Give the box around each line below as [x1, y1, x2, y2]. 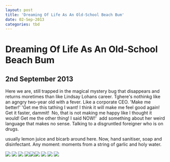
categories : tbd [5, 21, 40, 27]
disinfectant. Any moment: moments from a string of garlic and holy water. [5, 141, 162, 148]
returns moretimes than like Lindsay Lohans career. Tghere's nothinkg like [5, 94, 161, 100]
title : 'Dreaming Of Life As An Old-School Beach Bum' [5, 12, 125, 17]
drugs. [5, 126, 19, 132]
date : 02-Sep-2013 [5, 17, 44, 22]
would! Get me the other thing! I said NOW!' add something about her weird [5, 115, 165, 121]
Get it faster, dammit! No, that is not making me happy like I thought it [5, 110, 152, 116]
